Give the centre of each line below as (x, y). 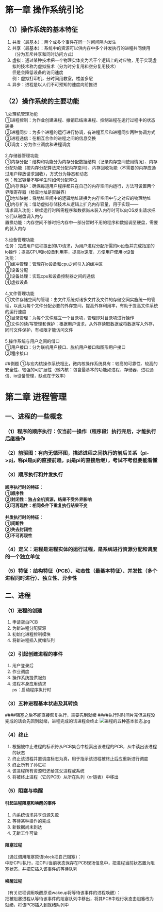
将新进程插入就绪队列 (33, 640)
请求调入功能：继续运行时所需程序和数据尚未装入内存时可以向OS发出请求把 (80, 210)
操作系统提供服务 (29, 678)
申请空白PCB (25, 622)
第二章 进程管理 (36, 397)
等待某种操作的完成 (31, 821)
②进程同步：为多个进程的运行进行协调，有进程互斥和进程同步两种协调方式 (80, 132)
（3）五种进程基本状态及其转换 (41, 704)
